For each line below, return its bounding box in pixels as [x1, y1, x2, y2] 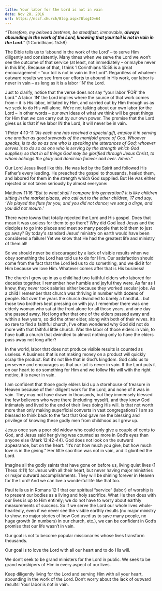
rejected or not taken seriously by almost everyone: [5, 181, 108, 186]
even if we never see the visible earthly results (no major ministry [26, 508, 156, 514]
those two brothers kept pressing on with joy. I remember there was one [5, 301, 149, 306]
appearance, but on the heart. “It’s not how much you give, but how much [5, 442, 152, 448]
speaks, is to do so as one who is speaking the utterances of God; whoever [5, 140, 156, 146]
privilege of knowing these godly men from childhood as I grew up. [5, 418, 139, 423]
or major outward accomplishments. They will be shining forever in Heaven [5, 473, 154, 478]
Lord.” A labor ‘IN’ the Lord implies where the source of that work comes [5, 95, 149, 101]
